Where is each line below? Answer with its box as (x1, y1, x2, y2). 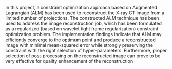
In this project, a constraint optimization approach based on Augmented (5, 5, 158, 10)
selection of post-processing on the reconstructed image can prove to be (5, 53, 161, 59)
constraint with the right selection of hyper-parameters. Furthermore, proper (5, 48, 167, 53)
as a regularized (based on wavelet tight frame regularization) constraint (5, 26, 159, 32)
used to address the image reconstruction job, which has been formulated (5, 20, 162, 26)
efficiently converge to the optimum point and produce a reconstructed (5, 37, 156, 43)
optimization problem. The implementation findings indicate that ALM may (5, 31, 162, 37)
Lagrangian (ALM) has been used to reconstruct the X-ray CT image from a (5, 10, 165, 16)
